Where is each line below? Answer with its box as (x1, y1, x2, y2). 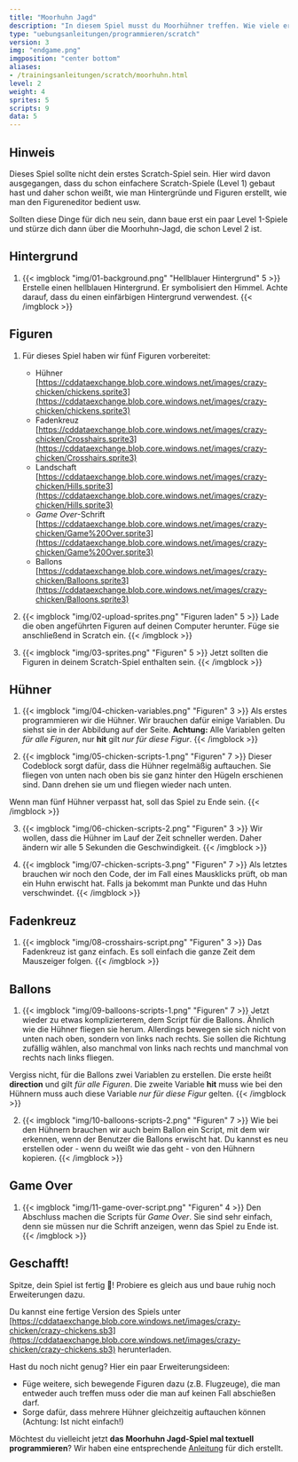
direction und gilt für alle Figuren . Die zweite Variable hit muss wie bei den (9, 1079, 283, 1089)
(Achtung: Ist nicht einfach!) (21, 1416, 124, 1426)
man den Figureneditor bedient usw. (9, 196, 142, 207)
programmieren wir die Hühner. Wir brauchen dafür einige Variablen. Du (21, 715, 286, 726)
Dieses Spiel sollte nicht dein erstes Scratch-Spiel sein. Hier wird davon (9, 168, 271, 178)
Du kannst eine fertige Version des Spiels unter (9, 1306, 182, 1316)
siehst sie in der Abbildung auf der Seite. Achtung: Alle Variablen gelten (21, 724, 286, 735)
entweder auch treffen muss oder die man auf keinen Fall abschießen (21, 1387, 277, 1398)
